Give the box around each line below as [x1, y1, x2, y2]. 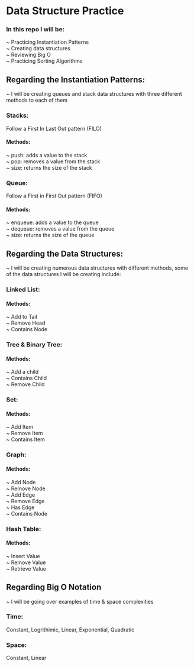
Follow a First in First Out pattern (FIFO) [6, 192, 102, 199]
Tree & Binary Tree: [6, 341, 63, 349]
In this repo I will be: [6, 25, 65, 34]
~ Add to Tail [6, 313, 37, 320]
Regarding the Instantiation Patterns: [6, 75, 145, 85]
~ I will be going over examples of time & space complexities [6, 598, 154, 605]
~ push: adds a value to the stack [6, 151, 88, 158]
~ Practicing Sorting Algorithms [6, 57, 83, 64]
